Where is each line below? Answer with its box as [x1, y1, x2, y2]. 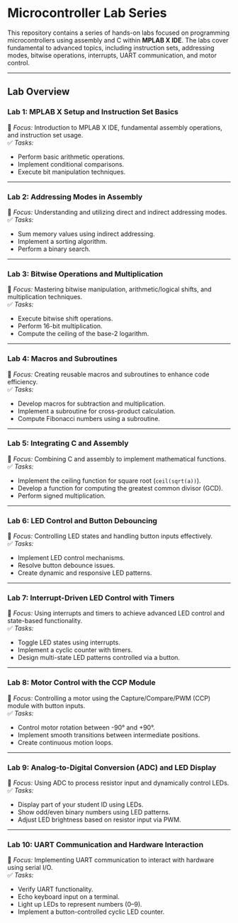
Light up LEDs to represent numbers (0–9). [17, 900, 143, 909]
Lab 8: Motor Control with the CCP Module [7, 678, 156, 688]
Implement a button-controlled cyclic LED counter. [17, 907, 165, 916]
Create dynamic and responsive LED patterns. [17, 569, 152, 577]
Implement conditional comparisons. [17, 160, 125, 168]
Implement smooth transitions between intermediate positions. [17, 730, 200, 739]
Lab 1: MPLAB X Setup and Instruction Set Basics [7, 107, 178, 117]
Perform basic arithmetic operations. [17, 152, 125, 161]
